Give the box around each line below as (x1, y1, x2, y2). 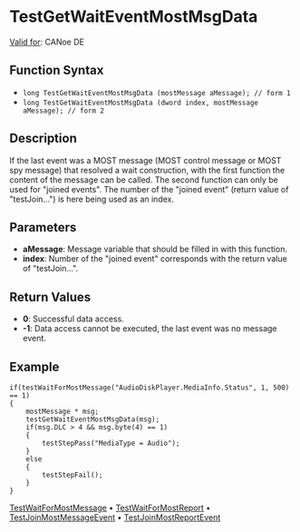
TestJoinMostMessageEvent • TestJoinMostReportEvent (9, 512, 221, 523)
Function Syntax (9, 63, 104, 78)
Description (9, 131, 77, 146)
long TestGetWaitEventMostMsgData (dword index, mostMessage (22, 98, 259, 107)
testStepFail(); (42, 470, 103, 479)
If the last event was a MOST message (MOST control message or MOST (9, 154, 282, 165)
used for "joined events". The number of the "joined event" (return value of (9, 183, 289, 194)
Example (9, 359, 60, 374)
